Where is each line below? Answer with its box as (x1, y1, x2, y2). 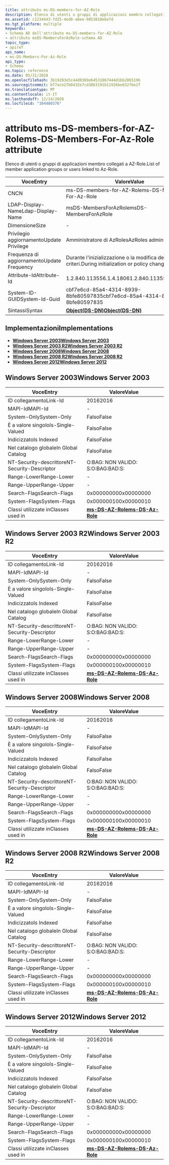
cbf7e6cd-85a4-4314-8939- (66, 286, 141, 293)
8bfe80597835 (66, 293, 104, 300)
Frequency (8, 264, 33, 271)
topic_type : (5, 40, 30, 45)
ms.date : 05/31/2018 (5, 73, 49, 78)
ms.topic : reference (5, 69, 49, 74)
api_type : (5, 59, 26, 64)
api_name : (5, 49, 26, 54)
